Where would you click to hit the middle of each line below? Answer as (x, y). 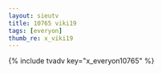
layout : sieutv (34, 16)
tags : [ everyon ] (35, 30)
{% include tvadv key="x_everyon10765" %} (81, 61)
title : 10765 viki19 (43, 23)
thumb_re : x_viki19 (41, 38)
